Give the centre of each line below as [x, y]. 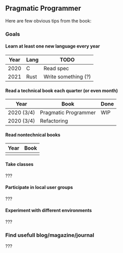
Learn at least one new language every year [53, 46]
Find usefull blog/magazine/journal [50, 235]
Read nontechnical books [33, 135]
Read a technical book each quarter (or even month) [62, 90]
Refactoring [54, 121]
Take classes [19, 164]
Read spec [56, 68]
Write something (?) [67, 76]
